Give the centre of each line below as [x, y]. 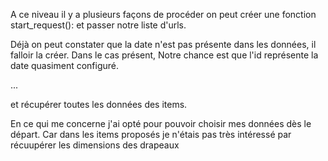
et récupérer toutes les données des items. [99, 104]
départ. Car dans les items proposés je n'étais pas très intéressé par [151, 134]
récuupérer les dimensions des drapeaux [95, 145]
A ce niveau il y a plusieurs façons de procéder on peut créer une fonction [163, 14]
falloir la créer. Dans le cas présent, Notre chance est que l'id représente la [164, 55]
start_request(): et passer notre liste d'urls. [98, 25]
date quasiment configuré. [65, 65]
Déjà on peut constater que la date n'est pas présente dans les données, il [163, 44]
